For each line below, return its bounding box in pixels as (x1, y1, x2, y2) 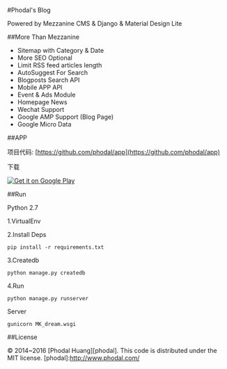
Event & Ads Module (17, 90, 76, 99)
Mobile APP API (17, 83, 63, 91)
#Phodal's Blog (7, 6, 51, 14)
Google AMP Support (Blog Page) (17, 113, 114, 121)
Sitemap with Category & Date (17, 47, 104, 54)
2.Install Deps (7, 231, 47, 238)
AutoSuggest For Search (17, 69, 88, 76)
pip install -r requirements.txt (7, 244, 104, 251)
